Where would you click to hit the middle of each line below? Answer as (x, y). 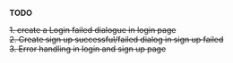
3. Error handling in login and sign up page (88, 49)
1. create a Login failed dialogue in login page (93, 30)
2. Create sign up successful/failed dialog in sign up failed (116, 39)
